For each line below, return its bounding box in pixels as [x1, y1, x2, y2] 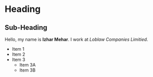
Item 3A [19, 62, 36, 68]
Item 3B [19, 67, 36, 73]
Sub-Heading [4, 23, 47, 32]
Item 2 [11, 51, 25, 57]
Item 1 [11, 46, 24, 52]
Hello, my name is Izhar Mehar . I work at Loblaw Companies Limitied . [4, 36, 148, 42]
